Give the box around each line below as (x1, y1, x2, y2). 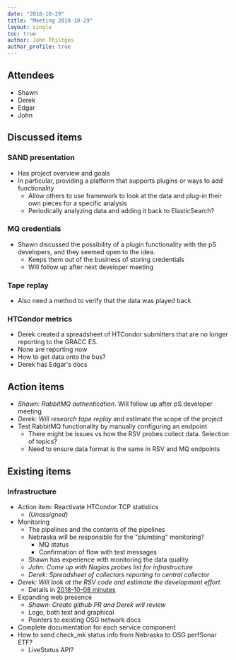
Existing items (7, 465, 71, 477)
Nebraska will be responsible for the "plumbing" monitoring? (28, 533, 205, 541)
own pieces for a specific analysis (28, 199, 127, 207)
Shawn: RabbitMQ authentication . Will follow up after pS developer (17, 399, 213, 408)
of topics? (28, 437, 58, 446)
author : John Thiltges (7, 37, 74, 44)
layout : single (7, 23, 52, 30)
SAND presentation (7, 153, 76, 163)
